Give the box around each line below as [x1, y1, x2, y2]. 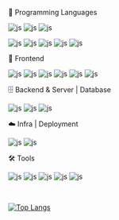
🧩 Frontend [8, 54, 45, 63]
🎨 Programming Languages [8, 8, 98, 17]
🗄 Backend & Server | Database [8, 85, 112, 95]
